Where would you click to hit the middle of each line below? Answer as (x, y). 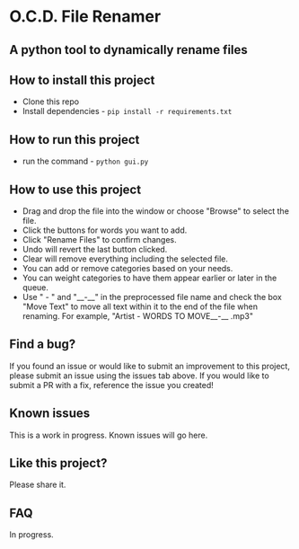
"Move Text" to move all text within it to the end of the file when (140, 306)
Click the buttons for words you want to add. (105, 230)
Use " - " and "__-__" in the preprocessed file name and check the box (152, 297)
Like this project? (58, 463)
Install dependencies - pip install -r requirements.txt (127, 111)
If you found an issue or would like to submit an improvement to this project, (149, 366)
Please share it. (38, 485)
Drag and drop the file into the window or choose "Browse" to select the (156, 211)
